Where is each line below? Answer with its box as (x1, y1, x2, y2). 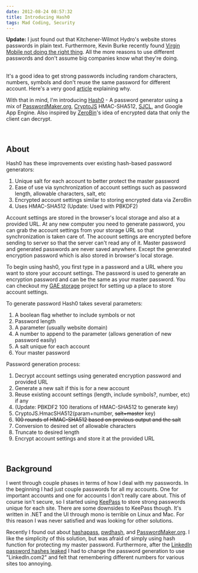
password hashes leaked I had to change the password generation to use (6, 548, 185, 554)
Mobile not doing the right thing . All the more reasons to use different (6, 49, 174, 56)
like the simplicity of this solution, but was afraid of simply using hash (6, 535, 176, 542)
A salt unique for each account (14, 343, 90, 350)
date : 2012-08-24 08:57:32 (6, 8, 73, 15)
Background (6, 463, 52, 474)
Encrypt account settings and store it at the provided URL (14, 435, 155, 442)
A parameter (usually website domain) (14, 324, 108, 331)
